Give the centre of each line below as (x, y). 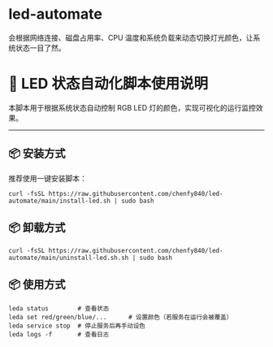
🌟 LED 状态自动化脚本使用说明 (108, 84)
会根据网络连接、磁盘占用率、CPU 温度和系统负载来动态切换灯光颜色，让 (131, 37)
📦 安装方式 (37, 154)
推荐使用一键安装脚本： (48, 178)
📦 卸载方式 (37, 228)
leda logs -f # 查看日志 (59, 335)
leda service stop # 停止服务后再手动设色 (77, 326)
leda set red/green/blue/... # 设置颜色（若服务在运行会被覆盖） (121, 318)
